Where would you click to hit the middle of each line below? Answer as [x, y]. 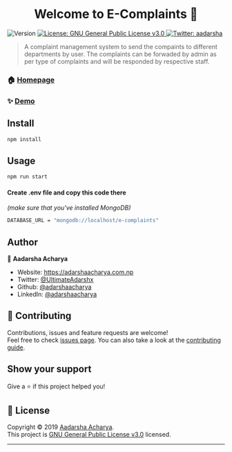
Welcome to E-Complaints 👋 [116, 14]
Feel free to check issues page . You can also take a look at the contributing [114, 340]
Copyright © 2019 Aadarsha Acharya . [61, 427]
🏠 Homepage [31, 80]
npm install [24, 139]
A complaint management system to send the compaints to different [120, 46]
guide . [16, 347]
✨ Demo [21, 101]
